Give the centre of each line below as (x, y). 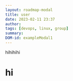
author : (13, 24)
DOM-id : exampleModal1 (29, 38)
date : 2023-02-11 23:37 (30, 19)
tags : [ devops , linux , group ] (37, 29)
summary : (14, 33)
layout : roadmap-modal (29, 10)
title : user (18, 15)
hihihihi (13, 52)
